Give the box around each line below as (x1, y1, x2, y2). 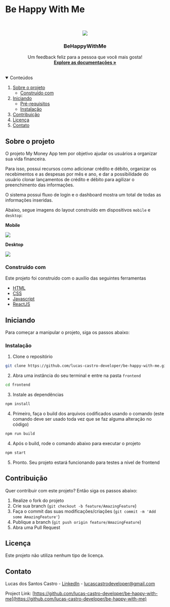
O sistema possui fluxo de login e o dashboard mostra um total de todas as (5, 192, 161, 198)
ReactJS (12, 301, 30, 308)
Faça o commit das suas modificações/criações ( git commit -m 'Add (12, 508, 156, 514)
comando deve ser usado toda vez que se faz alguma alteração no (12, 416, 152, 422)
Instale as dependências (12, 392, 64, 398)
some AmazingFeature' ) (12, 514, 60, 520)
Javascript (12, 296, 35, 302)
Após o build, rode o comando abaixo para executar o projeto (12, 440, 141, 446)
